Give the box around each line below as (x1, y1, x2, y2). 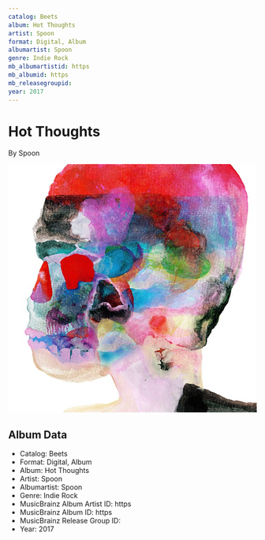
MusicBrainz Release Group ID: (19, 516, 121, 526)
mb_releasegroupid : (8, 79, 73, 87)
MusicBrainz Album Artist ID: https (19, 499, 132, 508)
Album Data (8, 428, 68, 441)
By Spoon (8, 148, 40, 158)
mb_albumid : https (8, 71, 69, 79)
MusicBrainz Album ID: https (19, 508, 113, 517)
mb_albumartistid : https (8, 63, 90, 71)
